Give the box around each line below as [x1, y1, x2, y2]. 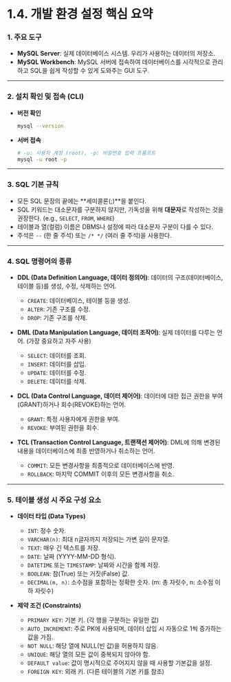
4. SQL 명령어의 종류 [7, 256, 72, 266]
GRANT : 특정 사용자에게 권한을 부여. [27, 415, 120, 423]
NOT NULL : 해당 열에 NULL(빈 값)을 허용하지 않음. [27, 641, 159, 650]
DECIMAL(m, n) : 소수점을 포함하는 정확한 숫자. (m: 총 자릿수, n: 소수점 [27, 578, 214, 587]
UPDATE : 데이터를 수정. [27, 369, 87, 376]
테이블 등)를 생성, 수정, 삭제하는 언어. [16, 282, 117, 290]
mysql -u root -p [16, 156, 67, 163]
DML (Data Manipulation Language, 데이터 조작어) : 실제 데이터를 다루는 [16, 328, 215, 337]
